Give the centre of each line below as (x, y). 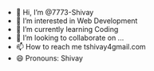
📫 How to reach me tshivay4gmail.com (81, 47)
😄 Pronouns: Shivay (49, 58)
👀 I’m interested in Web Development (77, 21)
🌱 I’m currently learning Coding (67, 29)
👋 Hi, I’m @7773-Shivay (55, 12)
